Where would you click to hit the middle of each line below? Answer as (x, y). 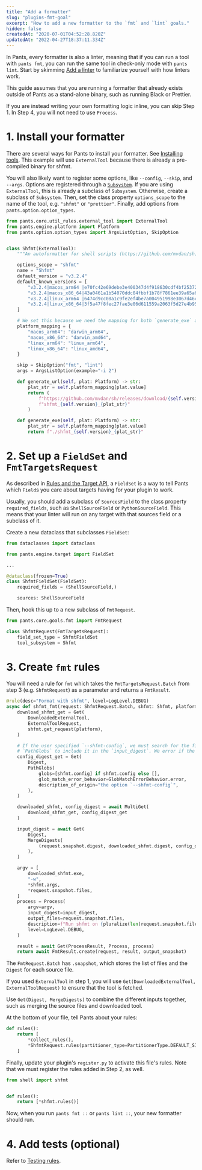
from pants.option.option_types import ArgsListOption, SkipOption (93, 232)
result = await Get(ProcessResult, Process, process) (86, 946)
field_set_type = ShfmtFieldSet (57, 637)
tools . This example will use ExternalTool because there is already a (91, 160)
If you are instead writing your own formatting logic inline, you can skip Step (100, 106)
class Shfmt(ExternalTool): (41, 248)
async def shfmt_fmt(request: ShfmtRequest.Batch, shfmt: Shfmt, (90, 707)
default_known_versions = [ (52, 282)
